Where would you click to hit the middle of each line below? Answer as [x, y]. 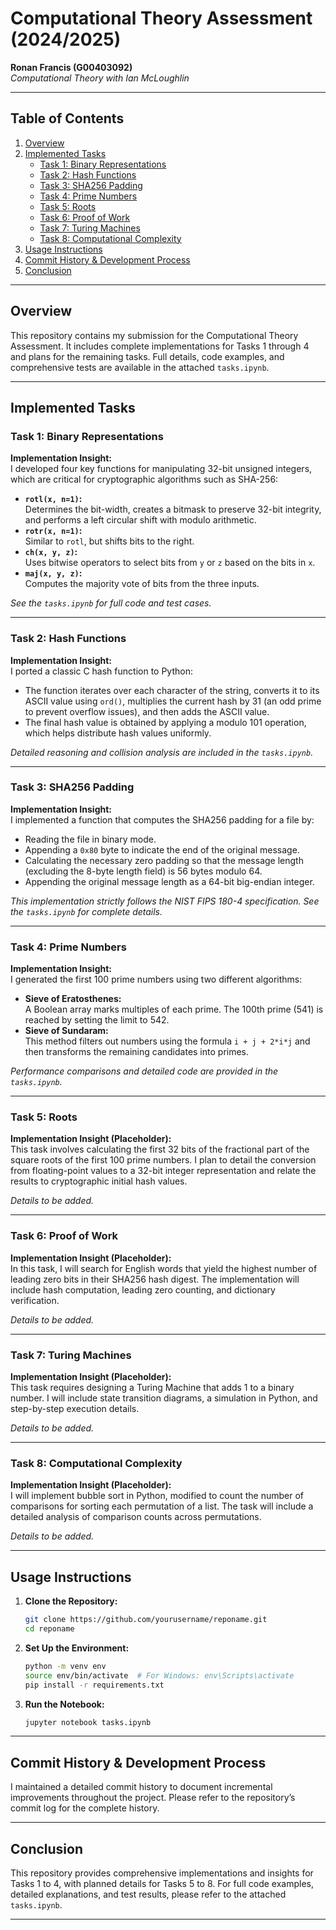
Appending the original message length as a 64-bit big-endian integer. [169, 881]
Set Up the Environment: [77, 1648]
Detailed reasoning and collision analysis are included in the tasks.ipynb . [162, 752]
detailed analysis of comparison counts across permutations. [136, 1517]
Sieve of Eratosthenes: [73, 999]
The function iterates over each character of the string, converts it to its [172, 690]
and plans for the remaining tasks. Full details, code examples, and [147, 356]
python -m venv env [65, 1666]
